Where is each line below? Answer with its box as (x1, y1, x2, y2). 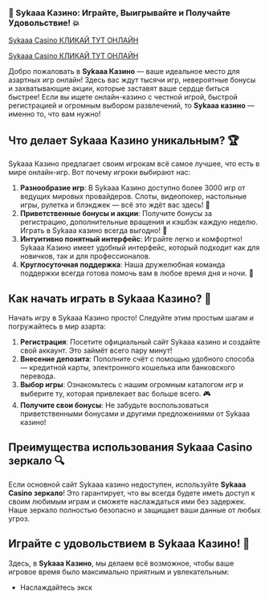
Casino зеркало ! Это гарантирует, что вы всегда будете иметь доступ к (8, 488, 255, 497)
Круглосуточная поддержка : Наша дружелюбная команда (19, 260, 226, 270)
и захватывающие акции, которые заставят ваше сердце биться (8, 84, 230, 93)
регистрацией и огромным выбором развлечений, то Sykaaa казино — (8, 100, 255, 111)
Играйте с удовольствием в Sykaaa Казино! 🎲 (8, 537, 251, 551)
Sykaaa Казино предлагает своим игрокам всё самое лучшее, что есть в (8, 159, 260, 169)
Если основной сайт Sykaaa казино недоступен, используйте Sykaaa (8, 480, 247, 489)
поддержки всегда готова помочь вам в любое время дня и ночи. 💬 (19, 268, 255, 278)
